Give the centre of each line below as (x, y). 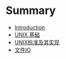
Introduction (30, 27)
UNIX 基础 (27, 35)
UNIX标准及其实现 (37, 42)
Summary (31, 11)
